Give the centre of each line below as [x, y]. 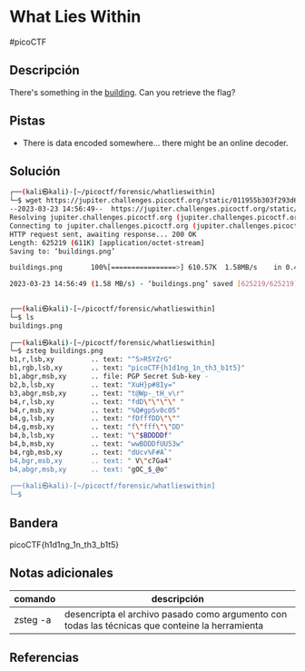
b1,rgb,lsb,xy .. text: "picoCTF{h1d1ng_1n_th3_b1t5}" [128, 368]
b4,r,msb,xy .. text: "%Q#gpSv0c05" [95, 410]
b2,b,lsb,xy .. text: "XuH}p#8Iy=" [93, 385]
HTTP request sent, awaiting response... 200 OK [103, 234]
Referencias [44, 658]
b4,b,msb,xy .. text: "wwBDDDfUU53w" [97, 444]
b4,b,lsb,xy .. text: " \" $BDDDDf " [91, 436]
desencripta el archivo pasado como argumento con [176, 614]
